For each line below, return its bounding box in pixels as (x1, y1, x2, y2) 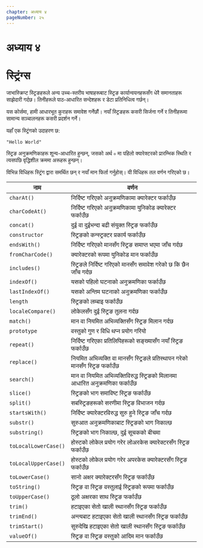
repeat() (9, 341, 34, 348)
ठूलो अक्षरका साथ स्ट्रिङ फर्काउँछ (71, 492, 142, 501)
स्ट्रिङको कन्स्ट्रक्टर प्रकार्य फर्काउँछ (71, 231, 146, 239)
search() (9, 376, 34, 383)
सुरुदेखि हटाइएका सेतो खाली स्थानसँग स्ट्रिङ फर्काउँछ (71, 522, 185, 530)
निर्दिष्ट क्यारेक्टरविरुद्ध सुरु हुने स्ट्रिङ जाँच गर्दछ (71, 408, 172, 417)
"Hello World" (6, 139, 42, 145)
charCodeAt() (9, 208, 47, 215)
